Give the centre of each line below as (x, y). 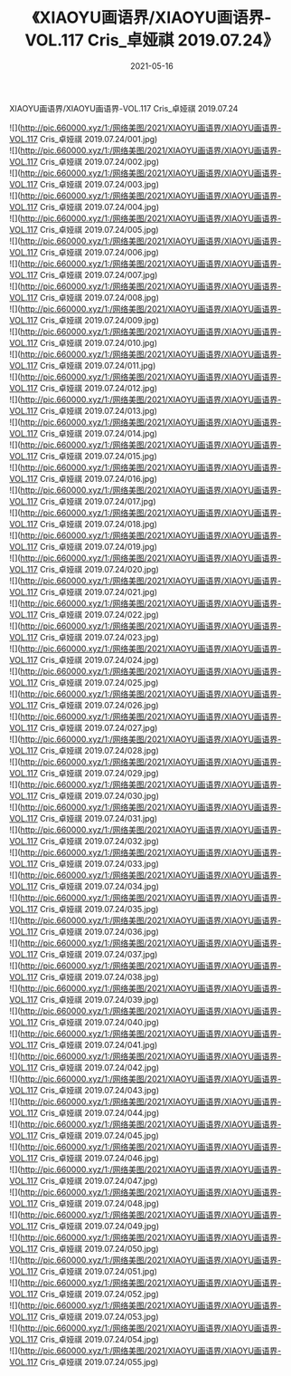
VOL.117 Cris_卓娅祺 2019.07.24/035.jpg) (84, 909)
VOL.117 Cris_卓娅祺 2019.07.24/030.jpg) (84, 795)
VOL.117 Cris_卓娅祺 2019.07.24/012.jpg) (84, 388)
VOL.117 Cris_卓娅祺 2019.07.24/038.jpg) (84, 977)
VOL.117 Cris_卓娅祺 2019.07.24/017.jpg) (83, 501)
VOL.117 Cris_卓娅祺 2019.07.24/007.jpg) (84, 274)
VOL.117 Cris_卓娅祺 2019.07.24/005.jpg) (84, 229)
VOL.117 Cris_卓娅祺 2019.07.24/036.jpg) (84, 931)
